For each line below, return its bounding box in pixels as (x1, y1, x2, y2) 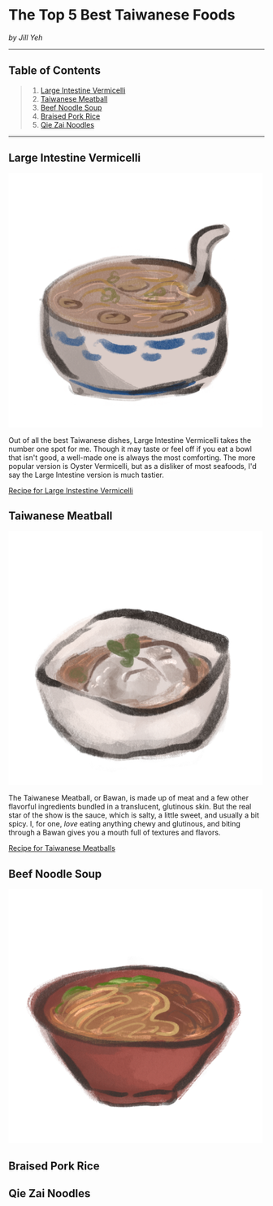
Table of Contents (8, 63, 102, 78)
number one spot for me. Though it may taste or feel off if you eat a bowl (8, 444, 252, 453)
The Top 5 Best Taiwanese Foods (8, 6, 236, 24)
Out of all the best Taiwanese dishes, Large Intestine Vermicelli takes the (8, 435, 252, 445)
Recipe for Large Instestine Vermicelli (8, 485, 134, 495)
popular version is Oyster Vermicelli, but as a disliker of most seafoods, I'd (8, 461, 258, 471)
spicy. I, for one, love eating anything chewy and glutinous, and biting (8, 819, 241, 829)
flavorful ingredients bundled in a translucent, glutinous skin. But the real (8, 802, 252, 812)
